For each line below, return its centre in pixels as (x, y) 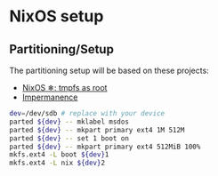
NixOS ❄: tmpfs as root (65, 88)
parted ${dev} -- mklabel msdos (69, 122)
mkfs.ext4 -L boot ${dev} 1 (59, 155)
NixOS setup (57, 16)
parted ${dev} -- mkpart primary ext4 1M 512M (97, 130)
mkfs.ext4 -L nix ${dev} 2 (57, 163)
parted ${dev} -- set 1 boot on (69, 138)
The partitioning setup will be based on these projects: (109, 70)
